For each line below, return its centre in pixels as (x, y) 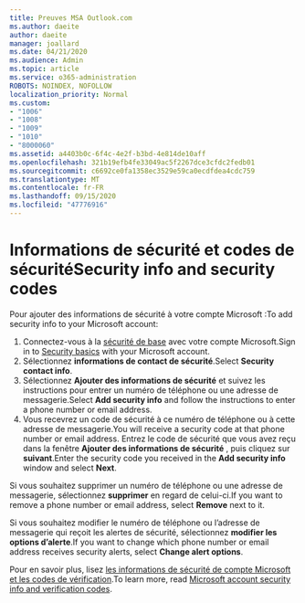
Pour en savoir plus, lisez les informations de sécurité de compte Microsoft (150, 569)
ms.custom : (30, 103)
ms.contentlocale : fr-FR (57, 188)
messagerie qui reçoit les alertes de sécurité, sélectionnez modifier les (143, 532)
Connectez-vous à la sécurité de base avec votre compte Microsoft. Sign (159, 341)
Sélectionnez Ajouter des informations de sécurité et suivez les (144, 380)
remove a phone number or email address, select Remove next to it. (137, 504)
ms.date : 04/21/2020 (49, 52)
